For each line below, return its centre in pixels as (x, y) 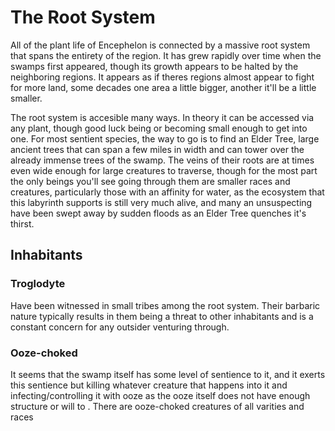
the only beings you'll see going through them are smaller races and (150, 181)
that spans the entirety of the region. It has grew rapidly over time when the (166, 55)
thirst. (22, 223)
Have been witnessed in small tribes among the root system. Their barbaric (165, 305)
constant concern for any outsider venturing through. (120, 327)
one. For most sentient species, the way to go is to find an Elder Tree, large (165, 138)
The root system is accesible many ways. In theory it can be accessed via (162, 117)
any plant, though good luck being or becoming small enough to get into (159, 128)
